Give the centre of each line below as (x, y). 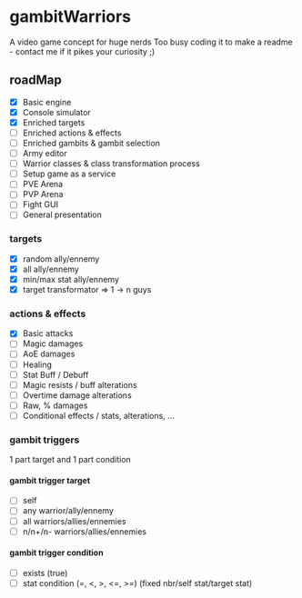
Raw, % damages (55, 405)
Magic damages (53, 344)
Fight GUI (40, 204)
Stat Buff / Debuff (55, 374)
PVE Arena (43, 184)
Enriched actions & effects (72, 133)
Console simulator (56, 112)
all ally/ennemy (50, 269)
